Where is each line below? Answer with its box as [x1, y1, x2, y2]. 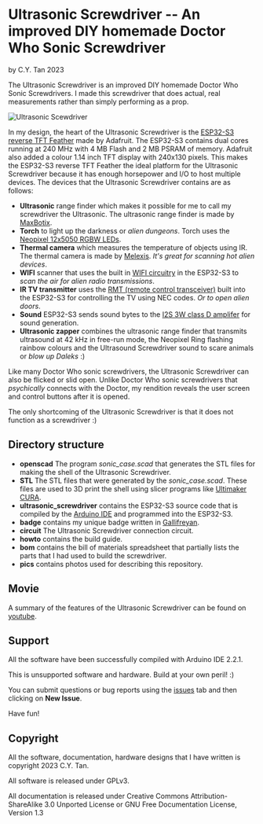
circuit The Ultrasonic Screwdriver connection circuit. [19, 525, 194, 535]
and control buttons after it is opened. [8, 392, 130, 401]
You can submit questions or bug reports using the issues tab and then [8, 686, 238, 695]
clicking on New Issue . [8, 693, 82, 703]
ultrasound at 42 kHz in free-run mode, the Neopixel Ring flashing [19, 334, 233, 344]
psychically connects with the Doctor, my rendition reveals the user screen [8, 383, 250, 392]
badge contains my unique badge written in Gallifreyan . [19, 517, 200, 527]
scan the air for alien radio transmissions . [19, 276, 155, 285]
